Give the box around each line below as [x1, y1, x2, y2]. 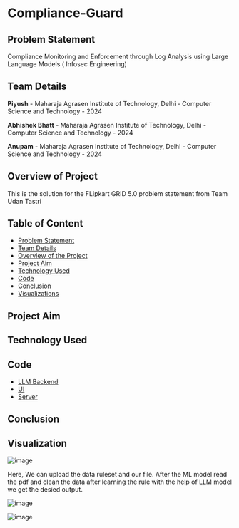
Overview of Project [7, 170, 98, 182]
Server [17, 393, 38, 401]
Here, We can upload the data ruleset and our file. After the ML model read [7, 470, 228, 479]
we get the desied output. [7, 485, 83, 494]
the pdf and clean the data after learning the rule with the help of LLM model [7, 477, 232, 486]
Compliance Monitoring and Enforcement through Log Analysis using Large [7, 52, 229, 61]
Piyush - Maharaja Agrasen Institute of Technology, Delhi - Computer [7, 99, 212, 108]
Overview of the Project [17, 252, 88, 260]
